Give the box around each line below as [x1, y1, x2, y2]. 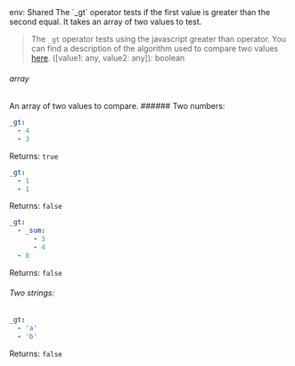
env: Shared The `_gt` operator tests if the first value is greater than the [9, 7, 270, 17]
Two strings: [9, 287, 55, 298]
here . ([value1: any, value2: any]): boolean [30, 53, 185, 63]
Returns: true [9, 150, 59, 162]
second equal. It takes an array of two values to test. [9, 16, 202, 27]
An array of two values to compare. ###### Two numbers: [9, 101, 225, 112]
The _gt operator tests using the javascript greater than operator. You [30, 34, 287, 44]
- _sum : [17, 226, 46, 236]
